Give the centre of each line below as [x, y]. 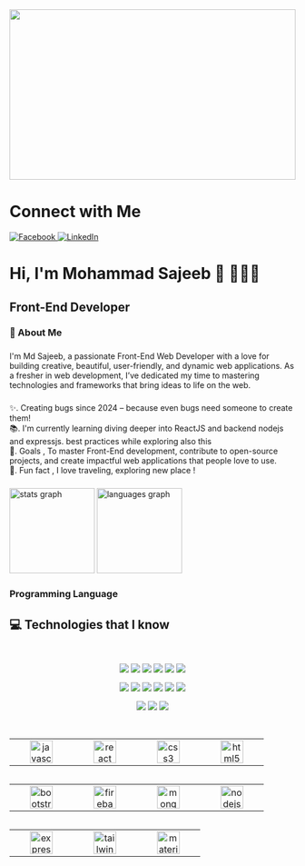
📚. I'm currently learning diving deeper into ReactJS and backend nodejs [147, 428]
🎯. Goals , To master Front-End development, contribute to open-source [144, 451]
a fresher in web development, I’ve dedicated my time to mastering [135, 375]
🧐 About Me [36, 333]
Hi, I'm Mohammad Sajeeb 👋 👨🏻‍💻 [135, 274]
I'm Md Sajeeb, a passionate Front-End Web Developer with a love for [139, 356]
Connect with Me [75, 212]
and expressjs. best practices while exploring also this [110, 442]
